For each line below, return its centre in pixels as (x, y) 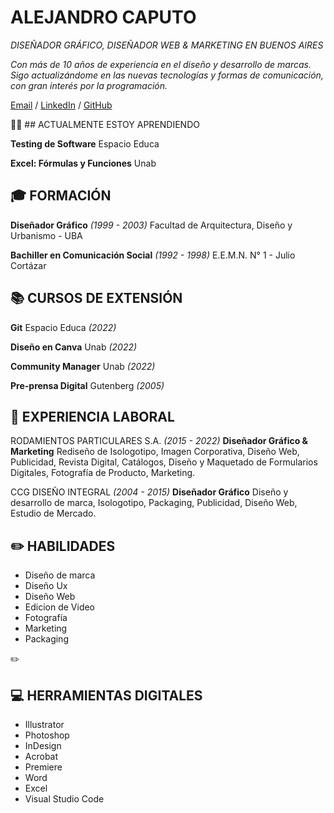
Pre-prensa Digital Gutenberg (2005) (87, 385)
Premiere (43, 767)
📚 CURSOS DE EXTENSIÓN (96, 298)
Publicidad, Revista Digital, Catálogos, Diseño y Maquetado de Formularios (164, 462)
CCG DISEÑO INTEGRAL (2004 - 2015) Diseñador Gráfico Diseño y (149, 492)
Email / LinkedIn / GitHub (61, 105)
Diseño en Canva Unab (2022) (74, 347)
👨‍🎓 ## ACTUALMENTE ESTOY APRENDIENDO (105, 124)
